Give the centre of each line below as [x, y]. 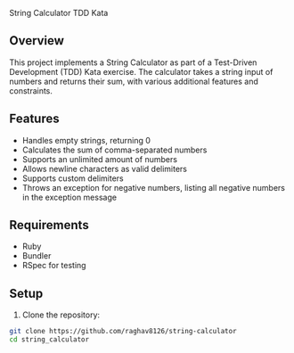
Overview [37, 41]
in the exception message [69, 197]
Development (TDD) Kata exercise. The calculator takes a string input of [141, 71]
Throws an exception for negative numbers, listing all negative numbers [153, 187]
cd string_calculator [49, 340]
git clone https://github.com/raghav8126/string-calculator [123, 332]
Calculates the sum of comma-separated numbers [114, 150]
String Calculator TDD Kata [59, 13]
